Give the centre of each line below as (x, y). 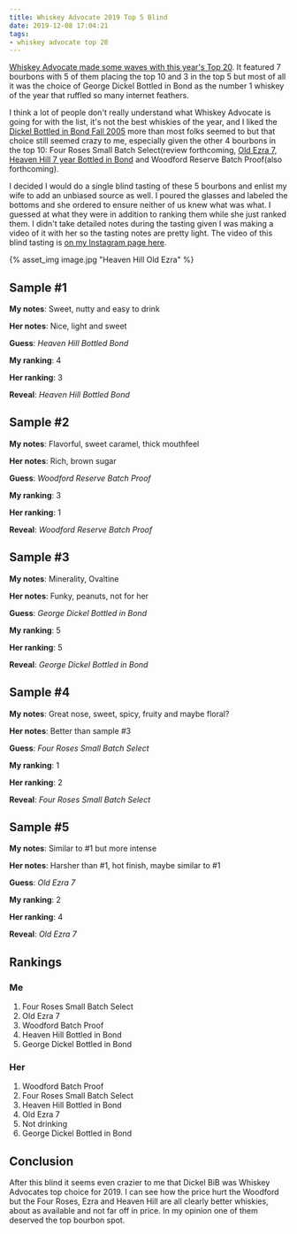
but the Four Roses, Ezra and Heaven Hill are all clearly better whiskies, (139, 1201)
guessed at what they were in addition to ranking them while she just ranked (148, 214)
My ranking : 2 (35, 900)
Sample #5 (39, 827)
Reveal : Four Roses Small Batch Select (80, 799)
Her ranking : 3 (36, 378)
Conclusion (42, 1161)
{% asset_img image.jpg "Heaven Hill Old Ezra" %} (102, 260)
